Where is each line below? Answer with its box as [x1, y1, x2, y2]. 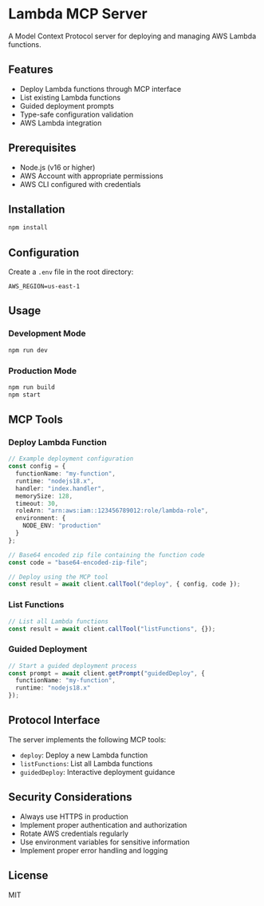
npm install [8, 224, 48, 232]
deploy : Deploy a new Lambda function [19, 750, 148, 760]
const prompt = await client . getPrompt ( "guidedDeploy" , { [8, 669, 205, 678]
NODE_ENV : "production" [22, 522, 102, 530]
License [8, 868, 49, 883]
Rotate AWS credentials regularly [19, 829, 129, 838]
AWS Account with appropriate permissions [19, 171, 164, 181]
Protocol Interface [8, 713, 100, 727]
